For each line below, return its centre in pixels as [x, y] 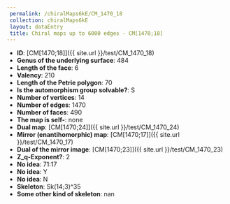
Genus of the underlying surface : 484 [73, 61]
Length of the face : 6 [48, 68]
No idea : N [32, 180]
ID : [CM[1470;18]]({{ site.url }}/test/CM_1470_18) [85, 53]
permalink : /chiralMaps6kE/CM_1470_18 [66, 14]
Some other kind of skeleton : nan [65, 194]
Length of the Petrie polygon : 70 [64, 83]
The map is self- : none [50, 120]
